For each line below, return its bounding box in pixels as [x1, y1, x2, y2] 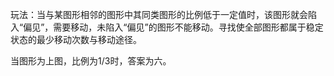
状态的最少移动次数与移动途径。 [10, 34, 142, 45]
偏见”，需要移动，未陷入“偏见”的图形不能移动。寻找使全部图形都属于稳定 [23, 21, 324, 33]
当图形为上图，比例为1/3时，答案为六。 [10, 55, 172, 67]
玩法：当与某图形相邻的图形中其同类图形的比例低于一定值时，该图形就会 [10, 9, 308, 20]
